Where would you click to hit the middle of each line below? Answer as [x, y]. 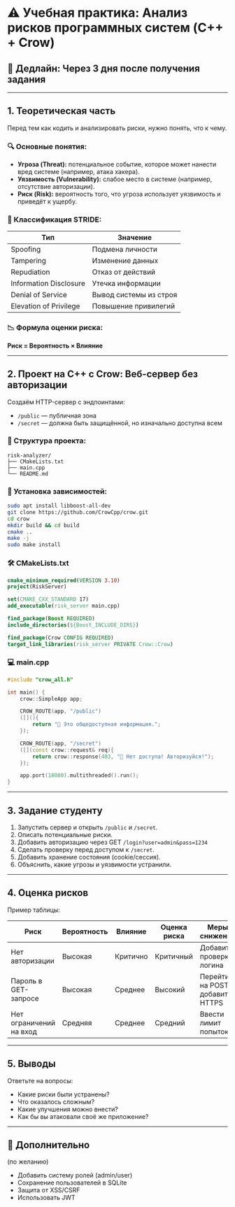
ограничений [33, 1022]
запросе [25, 998]
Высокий [170, 990]
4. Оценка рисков [48, 893]
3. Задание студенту [55, 810]
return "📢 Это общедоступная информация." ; [97, 724]
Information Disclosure [48, 283]
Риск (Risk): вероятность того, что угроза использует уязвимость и [119, 194]
